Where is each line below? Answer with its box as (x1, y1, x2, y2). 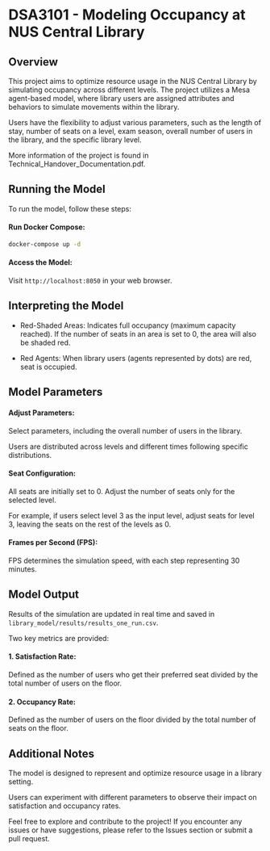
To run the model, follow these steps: (8, 203, 131, 213)
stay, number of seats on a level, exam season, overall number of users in (8, 127, 253, 136)
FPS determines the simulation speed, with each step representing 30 (8, 555, 240, 565)
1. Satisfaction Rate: (8, 652, 77, 661)
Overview (8, 55, 59, 69)
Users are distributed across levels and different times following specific (8, 442, 248, 451)
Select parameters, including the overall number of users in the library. (8, 425, 243, 435)
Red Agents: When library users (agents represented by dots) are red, (19, 353, 252, 363)
